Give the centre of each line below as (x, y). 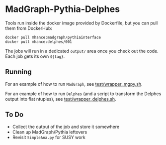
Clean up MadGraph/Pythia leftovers (50, 132)
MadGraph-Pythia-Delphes (63, 9)
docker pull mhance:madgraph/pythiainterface (53, 37)
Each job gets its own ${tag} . (35, 56)
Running (19, 72)
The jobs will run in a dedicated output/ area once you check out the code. (82, 51)
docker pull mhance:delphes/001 (39, 42)
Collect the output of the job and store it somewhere (66, 127)
